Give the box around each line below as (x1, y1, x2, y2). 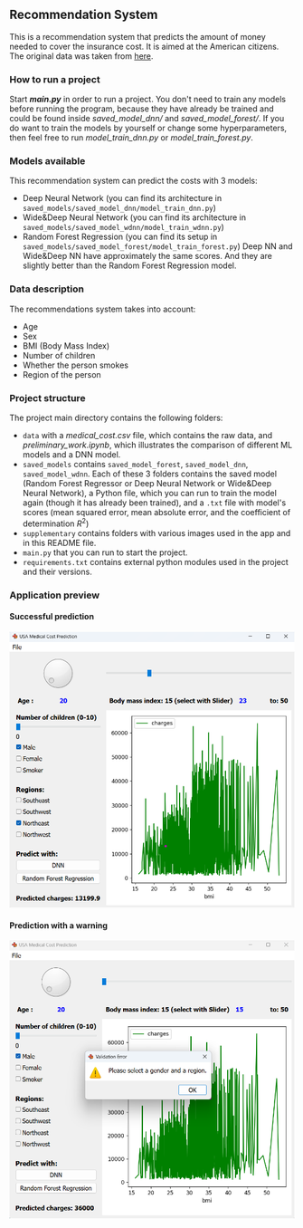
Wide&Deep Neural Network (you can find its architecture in (22, 212, 247, 223)
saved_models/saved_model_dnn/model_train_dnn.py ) (22, 203, 217, 214)
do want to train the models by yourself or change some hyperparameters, (9, 122, 288, 134)
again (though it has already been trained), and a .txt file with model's (22, 497, 287, 508)
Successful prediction (9, 611, 95, 622)
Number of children (22, 350, 96, 360)
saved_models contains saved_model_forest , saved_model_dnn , (22, 459, 249, 469)
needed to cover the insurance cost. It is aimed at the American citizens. (9, 41, 279, 52)
